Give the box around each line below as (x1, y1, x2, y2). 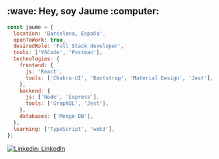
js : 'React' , (25, 68, 63, 75)
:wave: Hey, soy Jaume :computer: (7, 5, 159, 17)
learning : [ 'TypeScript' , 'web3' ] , (13, 125, 115, 132)
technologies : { (13, 56, 60, 62)
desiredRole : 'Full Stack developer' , (13, 42, 125, 50)
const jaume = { (7, 23, 54, 30)
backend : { (19, 87, 51, 95)
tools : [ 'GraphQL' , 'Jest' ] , (25, 100, 109, 107)
